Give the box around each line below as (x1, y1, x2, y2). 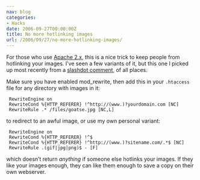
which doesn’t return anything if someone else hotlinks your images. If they (6, 155, 194, 162)
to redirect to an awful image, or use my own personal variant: (6, 117, 161, 124)
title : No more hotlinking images (6, 31, 93, 37)
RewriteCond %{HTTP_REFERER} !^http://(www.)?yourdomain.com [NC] (8, 101, 180, 108)
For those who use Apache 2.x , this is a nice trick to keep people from (6, 54, 180, 60)
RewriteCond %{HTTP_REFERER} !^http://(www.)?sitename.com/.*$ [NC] (8, 140, 185, 146)
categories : (6, 14, 36, 21)
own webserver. (6, 169, 46, 175)
